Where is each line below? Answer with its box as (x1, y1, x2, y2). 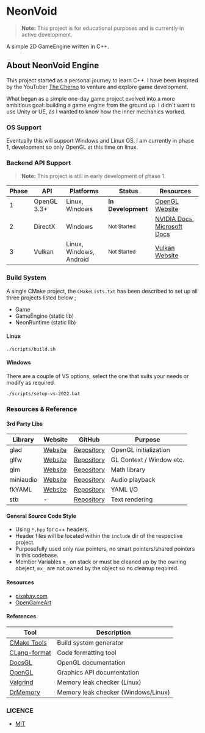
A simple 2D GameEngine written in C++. (6, 43, 110, 50)
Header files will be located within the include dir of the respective (15, 532, 183, 540)
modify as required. (6, 379, 56, 387)
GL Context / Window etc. (110, 456, 185, 464)
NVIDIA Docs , (154, 215, 194, 223)
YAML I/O (110, 485, 138, 494)
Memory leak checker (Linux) (57, 678, 142, 687)
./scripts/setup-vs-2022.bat (6, 391, 81, 397)
